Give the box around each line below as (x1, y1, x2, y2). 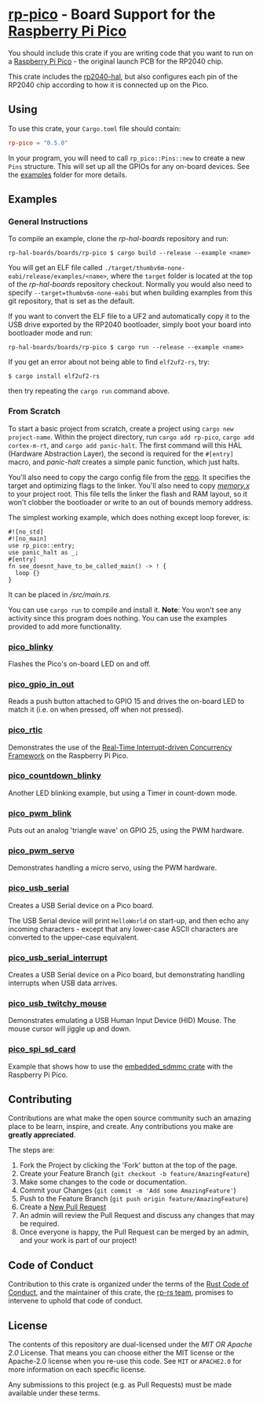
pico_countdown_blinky (8, 770, 102, 781)
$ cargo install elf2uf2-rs (8, 372, 100, 380)
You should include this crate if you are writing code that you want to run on (8, 48, 254, 57)
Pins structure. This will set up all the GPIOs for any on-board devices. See (8, 161, 250, 170)
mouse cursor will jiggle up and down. (8, 1024, 131, 1034)
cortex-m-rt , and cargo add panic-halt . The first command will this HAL (8, 440, 243, 449)
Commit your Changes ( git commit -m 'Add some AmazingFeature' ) (19, 1186, 237, 1195)
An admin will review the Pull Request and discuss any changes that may (19, 1211, 255, 1220)
